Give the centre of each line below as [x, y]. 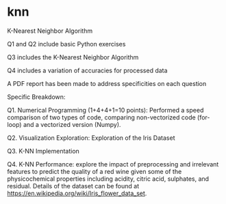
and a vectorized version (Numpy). [72, 124]
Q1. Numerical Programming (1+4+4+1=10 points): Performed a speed [105, 110]
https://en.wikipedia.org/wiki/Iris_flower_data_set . [77, 193]
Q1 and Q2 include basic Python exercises [66, 44]
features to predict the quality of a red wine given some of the [95, 171]
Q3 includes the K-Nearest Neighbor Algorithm [73, 57]
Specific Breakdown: [36, 97]
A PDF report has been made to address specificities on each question [107, 83]
